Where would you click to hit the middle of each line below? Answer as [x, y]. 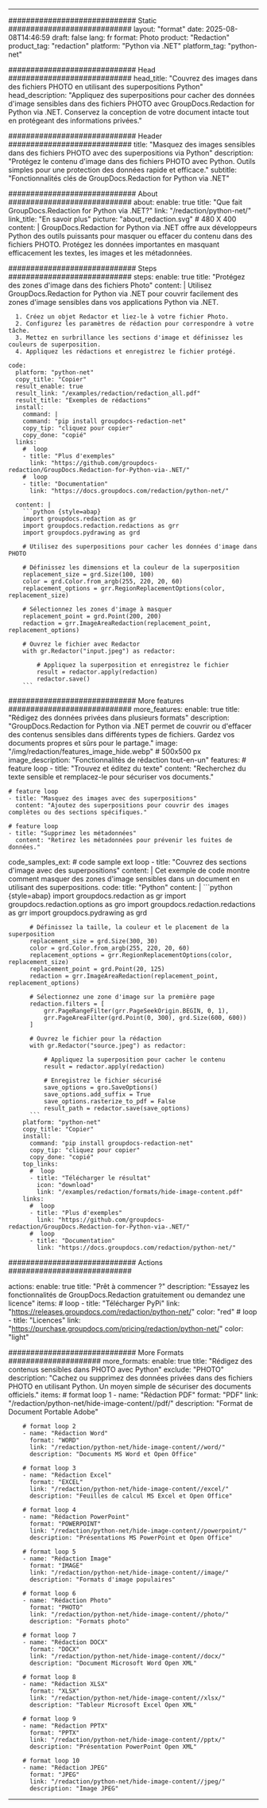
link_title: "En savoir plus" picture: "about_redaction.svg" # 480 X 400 [122, 219]
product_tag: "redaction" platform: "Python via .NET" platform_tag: [117, 46]
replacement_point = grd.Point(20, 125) [97, 969]
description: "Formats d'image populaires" [103, 1580]
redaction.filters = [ [67, 1004]
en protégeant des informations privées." [75, 121]
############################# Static [83, 20]
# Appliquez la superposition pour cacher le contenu [134, 1060]
